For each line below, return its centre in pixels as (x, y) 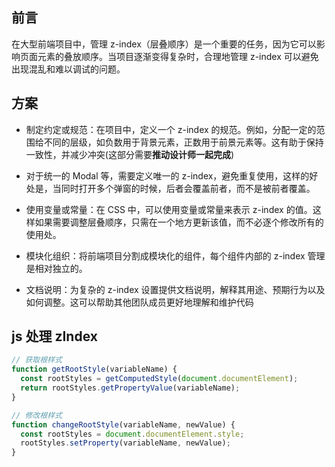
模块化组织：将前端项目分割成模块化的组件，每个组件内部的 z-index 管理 (175, 255)
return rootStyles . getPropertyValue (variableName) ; (130, 388)
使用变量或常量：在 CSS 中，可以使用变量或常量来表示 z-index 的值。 (169, 209)
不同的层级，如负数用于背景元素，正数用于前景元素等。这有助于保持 (183, 142)
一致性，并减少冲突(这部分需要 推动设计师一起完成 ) (130, 154)
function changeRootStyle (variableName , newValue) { (123, 424)
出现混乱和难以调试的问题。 (68, 69)
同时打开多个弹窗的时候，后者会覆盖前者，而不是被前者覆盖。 (188, 188)
